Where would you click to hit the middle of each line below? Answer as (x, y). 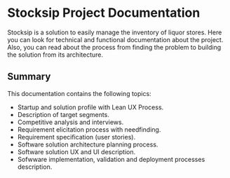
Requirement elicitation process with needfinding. (89, 129)
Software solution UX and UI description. (76, 151)
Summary (29, 77)
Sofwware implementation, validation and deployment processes (111, 159)
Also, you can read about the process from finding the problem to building (114, 47)
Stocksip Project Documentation (104, 13)
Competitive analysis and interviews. (70, 122)
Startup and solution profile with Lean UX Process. (90, 107)
